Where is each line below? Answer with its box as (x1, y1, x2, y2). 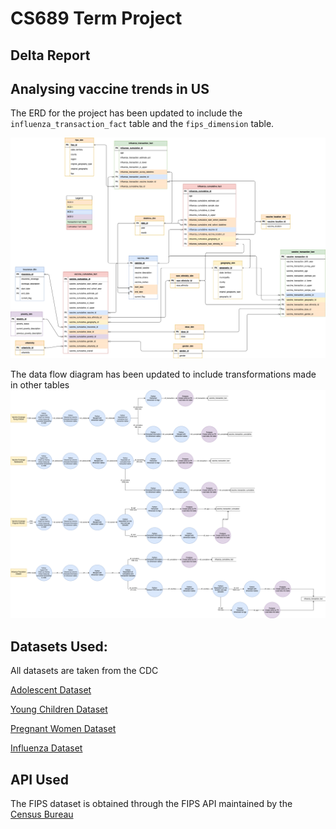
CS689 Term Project (10, 7, 183, 30)
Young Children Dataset (10, 703, 108, 716)
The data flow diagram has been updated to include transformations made (10, 368, 317, 381)
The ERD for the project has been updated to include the (10, 107, 243, 119)
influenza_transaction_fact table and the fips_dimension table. (10, 118, 275, 130)
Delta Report (10, 47, 91, 64)
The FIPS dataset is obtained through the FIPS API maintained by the (10, 798, 293, 810)
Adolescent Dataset (10, 684, 92, 696)
